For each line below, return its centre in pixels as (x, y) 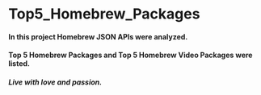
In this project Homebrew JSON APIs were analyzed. (98, 36)
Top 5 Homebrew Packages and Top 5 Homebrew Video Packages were (130, 55)
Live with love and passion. (55, 82)
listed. (19, 64)
